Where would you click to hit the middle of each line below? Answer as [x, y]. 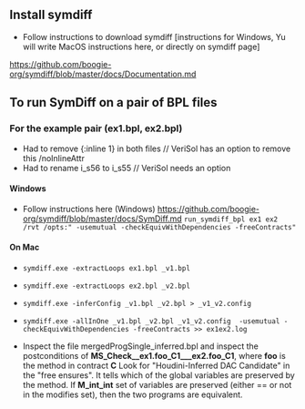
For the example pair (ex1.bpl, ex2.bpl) [96, 128]
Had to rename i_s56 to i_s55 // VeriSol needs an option [127, 168]
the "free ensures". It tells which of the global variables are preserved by [159, 375]
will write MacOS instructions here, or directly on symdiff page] [141, 46]
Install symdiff [51, 15]
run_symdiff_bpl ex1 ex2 [231, 219]
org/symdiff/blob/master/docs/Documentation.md [103, 74]
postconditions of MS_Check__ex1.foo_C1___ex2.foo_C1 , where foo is [154, 355]
